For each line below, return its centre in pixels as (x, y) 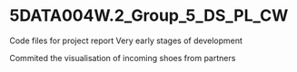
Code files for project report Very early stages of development (126, 40)
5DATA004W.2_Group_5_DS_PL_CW (149, 16)
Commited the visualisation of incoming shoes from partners (123, 58)
